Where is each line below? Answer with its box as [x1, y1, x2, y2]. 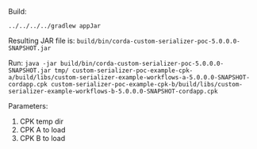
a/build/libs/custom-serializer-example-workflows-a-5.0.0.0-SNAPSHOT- [8, 74, 250, 82]
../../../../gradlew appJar [8, 22, 102, 30]
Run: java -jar [8, 59, 57, 67]
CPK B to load [19, 134, 66, 143]
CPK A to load [19, 125, 66, 134]
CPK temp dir [19, 117, 63, 126]
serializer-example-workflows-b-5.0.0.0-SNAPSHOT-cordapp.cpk [8, 87, 218, 95]
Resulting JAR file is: [8, 36, 75, 45]
